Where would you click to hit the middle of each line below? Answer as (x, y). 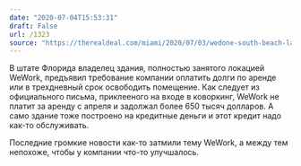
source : (24, 43)
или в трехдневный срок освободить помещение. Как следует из (134, 87)
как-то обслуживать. (49, 126)
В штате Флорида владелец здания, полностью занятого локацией (137, 68)
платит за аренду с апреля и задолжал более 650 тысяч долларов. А (142, 106)
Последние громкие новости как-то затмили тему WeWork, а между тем (149, 143)
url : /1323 (30, 34)
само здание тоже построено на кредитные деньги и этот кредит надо (146, 116)
